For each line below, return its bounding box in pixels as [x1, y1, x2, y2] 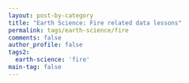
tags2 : [8, 48, 30, 56]
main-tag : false [8, 63, 62, 71]
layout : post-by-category [8, 11, 93, 20]
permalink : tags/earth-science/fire [8, 26, 129, 34]
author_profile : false [8, 41, 83, 49]
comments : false [8, 33, 62, 42]
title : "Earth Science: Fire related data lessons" [8, 19, 182, 27]
